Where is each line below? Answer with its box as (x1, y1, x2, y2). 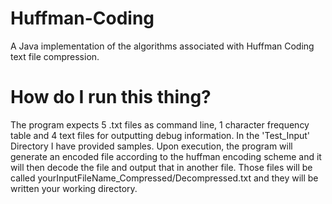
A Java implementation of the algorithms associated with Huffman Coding (10, 40, 315, 52)
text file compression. (10, 50, 100, 62)
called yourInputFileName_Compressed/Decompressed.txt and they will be (10, 172, 319, 184)
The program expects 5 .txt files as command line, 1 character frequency (10, 118, 310, 131)
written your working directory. (10, 182, 138, 194)
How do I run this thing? (10, 86, 212, 109)
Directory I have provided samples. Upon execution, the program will (10, 140, 293, 152)
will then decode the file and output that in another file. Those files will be (10, 161, 313, 173)
